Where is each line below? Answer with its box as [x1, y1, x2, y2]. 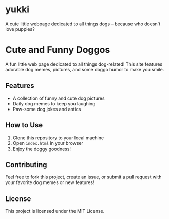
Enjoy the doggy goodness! [12, 145, 71, 152]
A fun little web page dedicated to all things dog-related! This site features [5, 61, 163, 67]
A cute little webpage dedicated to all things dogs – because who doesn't [5, 21, 161, 27]
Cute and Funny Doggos [5, 44, 110, 56]
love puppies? [5, 26, 35, 32]
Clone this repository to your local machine [12, 135, 104, 141]
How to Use [5, 121, 43, 130]
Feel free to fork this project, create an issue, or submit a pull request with [5, 174, 162, 180]
